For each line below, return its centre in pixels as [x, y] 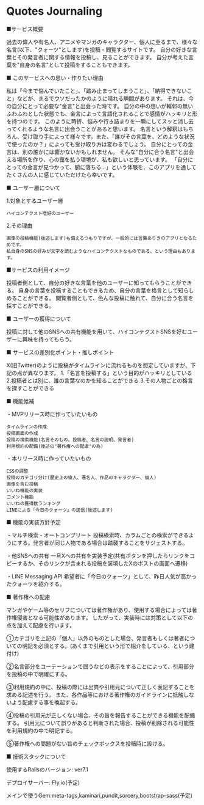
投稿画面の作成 [22, 433]
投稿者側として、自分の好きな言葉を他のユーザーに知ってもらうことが [94, 283]
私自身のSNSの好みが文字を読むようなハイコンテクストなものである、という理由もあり [99, 251]
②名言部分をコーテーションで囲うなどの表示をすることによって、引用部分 [100, 666]
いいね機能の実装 [25, 490]
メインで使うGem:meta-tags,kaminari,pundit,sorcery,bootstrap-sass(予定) [100, 795]
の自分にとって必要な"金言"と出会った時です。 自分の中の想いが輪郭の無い [100, 106]
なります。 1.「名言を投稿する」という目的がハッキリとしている [112, 373]
